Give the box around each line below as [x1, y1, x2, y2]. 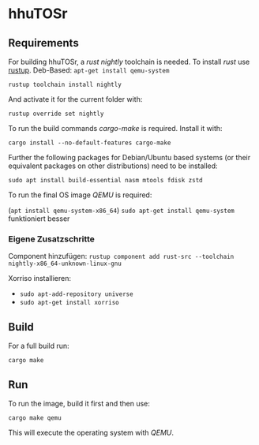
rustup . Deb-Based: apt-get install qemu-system [8, 65, 170, 75]
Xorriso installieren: [8, 274, 71, 283]
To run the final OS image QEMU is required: [8, 190, 152, 200]
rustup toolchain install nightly [8, 80, 122, 88]
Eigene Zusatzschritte [8, 234, 95, 245]
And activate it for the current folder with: [8, 95, 143, 103]
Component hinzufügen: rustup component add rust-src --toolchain [8, 252, 235, 261]
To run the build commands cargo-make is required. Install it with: [8, 124, 223, 133]
